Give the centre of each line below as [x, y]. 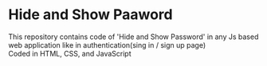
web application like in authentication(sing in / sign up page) [107, 45]
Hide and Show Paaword [90, 15]
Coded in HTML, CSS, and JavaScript [70, 53]
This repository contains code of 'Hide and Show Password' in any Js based [133, 37]
